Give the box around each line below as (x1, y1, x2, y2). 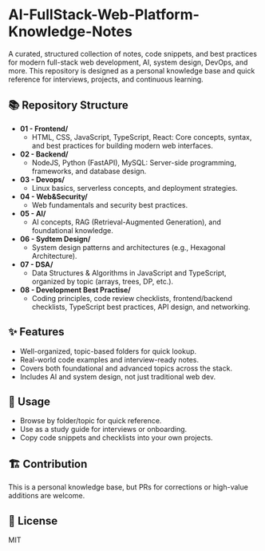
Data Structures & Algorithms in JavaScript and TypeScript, (31, 268, 227, 277)
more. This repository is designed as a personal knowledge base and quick (8, 65, 255, 75)
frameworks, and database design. (31, 166, 147, 176)
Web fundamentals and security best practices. (31, 200, 188, 209)
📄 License (8, 513, 58, 528)
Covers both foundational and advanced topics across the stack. (19, 363, 233, 373)
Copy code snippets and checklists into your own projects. (19, 433, 213, 442)
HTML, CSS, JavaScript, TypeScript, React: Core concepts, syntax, (31, 132, 252, 141)
